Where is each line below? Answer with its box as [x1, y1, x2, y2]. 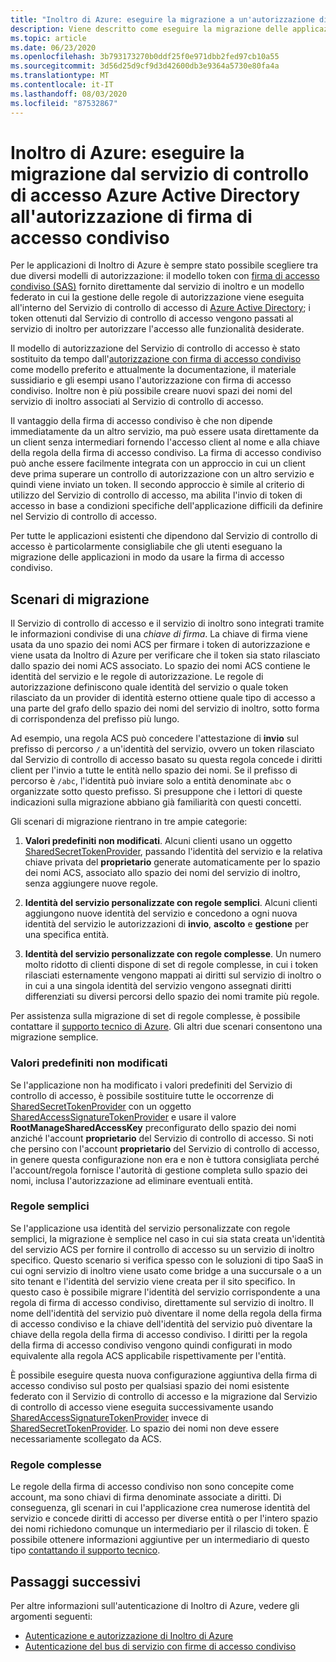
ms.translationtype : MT [10, 71, 110, 81]
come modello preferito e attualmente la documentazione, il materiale [10, 364, 297, 376]
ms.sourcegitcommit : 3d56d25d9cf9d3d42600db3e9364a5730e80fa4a [10, 61, 280, 71]
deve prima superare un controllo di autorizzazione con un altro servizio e [10, 468, 315, 480]
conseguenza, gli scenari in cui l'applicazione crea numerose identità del [10, 1502, 311, 1514]
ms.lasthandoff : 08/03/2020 [10, 89, 128, 99]
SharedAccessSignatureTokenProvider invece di [10, 1411, 209, 1423]
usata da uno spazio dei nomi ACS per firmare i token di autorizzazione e [10, 639, 311, 651]
